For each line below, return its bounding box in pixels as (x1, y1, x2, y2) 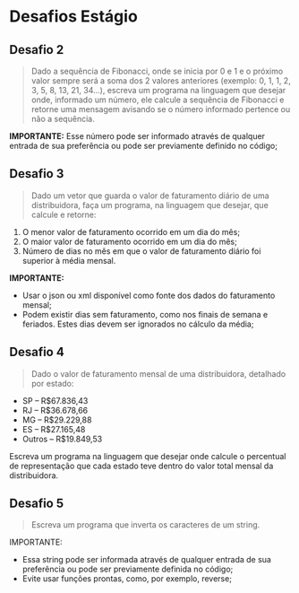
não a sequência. (30, 114, 96, 124)
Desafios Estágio (9, 6, 139, 27)
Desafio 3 (9, 166, 64, 181)
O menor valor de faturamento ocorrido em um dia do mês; (21, 226, 240, 237)
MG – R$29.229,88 (21, 414, 92, 425)
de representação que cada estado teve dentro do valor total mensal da (9, 460, 274, 471)
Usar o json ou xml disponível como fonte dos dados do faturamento (21, 290, 276, 301)
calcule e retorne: (30, 209, 97, 220)
